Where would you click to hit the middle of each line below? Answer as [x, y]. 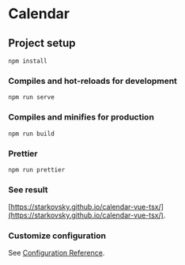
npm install [28, 61]
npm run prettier [37, 170]
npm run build [32, 134]
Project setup [42, 43]
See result [28, 189]
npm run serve [32, 97]
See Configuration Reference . [57, 253]
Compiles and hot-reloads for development [93, 81]
